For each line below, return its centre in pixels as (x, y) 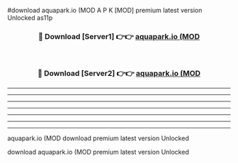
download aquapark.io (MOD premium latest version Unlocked (98, 152)
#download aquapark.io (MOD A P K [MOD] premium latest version (105, 10)
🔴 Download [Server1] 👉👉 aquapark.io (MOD (119, 36)
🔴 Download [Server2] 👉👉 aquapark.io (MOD (119, 74)
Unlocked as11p (30, 18)
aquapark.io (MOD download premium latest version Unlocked (98, 138)
